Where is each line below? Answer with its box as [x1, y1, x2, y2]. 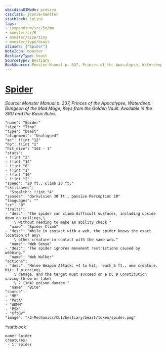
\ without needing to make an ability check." [14, 220, 112, 225]
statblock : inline [5, 16, 43, 21]
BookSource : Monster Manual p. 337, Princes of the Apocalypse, [5, 62, 140, 67]
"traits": [5, 207, 26, 212]
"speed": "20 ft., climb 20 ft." [5, 181, 74, 186]
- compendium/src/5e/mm [5, 26, 54, 31]
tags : [5, 21, 16, 26]
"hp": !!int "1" [5, 142, 39, 147]
